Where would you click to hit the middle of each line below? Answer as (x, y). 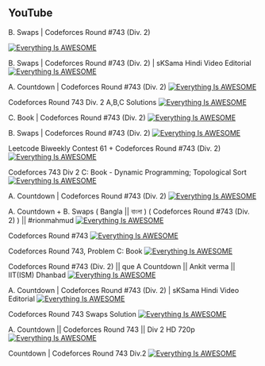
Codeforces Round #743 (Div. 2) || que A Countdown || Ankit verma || (122, 266)
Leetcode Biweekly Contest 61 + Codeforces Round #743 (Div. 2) (115, 148)
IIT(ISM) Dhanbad (37, 275)
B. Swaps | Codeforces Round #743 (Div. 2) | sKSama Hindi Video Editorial (130, 63)
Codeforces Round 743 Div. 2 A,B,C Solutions (83, 102)
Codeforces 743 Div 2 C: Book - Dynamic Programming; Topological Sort (128, 172)
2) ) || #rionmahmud (41, 220)
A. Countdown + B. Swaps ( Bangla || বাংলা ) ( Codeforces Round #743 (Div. (129, 211)
